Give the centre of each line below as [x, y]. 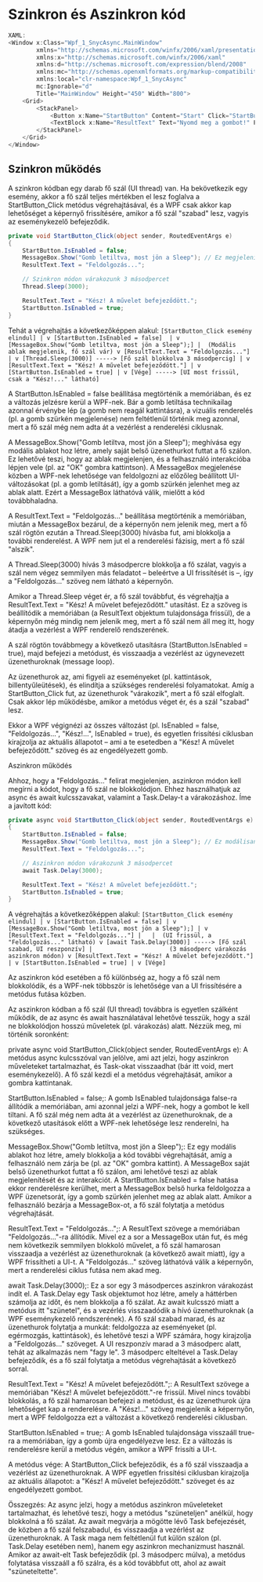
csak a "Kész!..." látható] [54, 379]
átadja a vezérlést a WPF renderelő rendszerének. [89, 629]
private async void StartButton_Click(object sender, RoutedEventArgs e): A [128, 1050]
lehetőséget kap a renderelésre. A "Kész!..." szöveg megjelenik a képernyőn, [131, 1409]
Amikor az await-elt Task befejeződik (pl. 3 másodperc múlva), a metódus [127, 1555]
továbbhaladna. [33, 501]
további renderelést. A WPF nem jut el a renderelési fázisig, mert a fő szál [126, 541]
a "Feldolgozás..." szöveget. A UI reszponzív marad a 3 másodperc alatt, [125, 1344]
